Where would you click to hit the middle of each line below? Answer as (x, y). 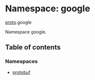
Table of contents (33, 47)
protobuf (21, 72)
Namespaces (22, 61)
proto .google (18, 22)
